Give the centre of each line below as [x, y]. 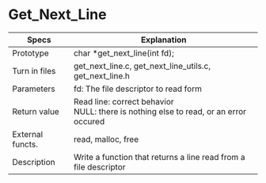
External [28, 134]
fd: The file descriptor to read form [138, 89]
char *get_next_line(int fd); [124, 53]
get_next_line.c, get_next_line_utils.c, [142, 66]
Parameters [34, 89]
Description [34, 162]
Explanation [164, 40]
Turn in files [34, 71]
